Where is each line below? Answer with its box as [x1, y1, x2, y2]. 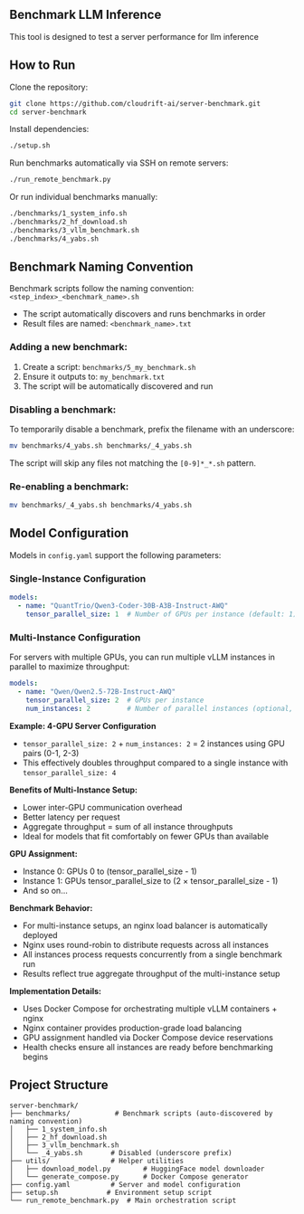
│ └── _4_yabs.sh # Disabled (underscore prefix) [9, 1149, 233, 1158]
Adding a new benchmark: [9, 341, 128, 354]
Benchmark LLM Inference [9, 7, 162, 23]
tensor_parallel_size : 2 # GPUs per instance [25, 696, 204, 705]
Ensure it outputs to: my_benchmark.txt [22, 371, 166, 382]
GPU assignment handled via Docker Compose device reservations [22, 1031, 274, 1043]
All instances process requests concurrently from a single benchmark [22, 949, 282, 960]
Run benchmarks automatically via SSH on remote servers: [9, 157, 229, 168]
